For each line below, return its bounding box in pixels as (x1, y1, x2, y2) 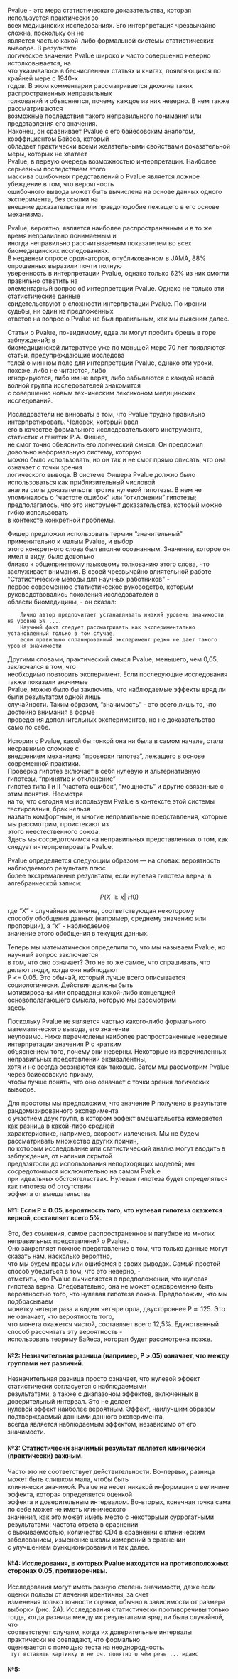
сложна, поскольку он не (7, 28, 85, 37)
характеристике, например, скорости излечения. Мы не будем (7, 1129, 200, 1137)
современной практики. (7, 759, 81, 767)
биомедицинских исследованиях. (7, 247, 110, 255)
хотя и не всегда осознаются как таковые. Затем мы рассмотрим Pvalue (7, 1062, 229, 1071)
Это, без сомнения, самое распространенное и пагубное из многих (7, 1230, 215, 1238)
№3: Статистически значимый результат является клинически (7, 1444, 206, 1452)
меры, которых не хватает (7, 149, 87, 158)
